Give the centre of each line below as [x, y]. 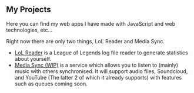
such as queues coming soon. [51, 84]
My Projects [29, 10]
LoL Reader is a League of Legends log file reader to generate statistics [101, 53]
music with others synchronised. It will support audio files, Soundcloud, [101, 71]
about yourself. [33, 58]
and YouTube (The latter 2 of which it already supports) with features [98, 77]
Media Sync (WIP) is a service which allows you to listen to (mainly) [96, 65]
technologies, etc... [29, 30]
